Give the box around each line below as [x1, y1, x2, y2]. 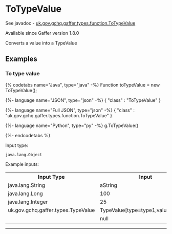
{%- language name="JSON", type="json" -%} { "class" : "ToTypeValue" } [5, 97, 161, 103]
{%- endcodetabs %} [5, 132, 51, 138]
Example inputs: [5, 161, 39, 167]
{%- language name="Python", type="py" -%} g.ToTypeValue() [5, 122, 139, 129]
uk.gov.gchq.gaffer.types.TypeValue [8, 206, 95, 214]
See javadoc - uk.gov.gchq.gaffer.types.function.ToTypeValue [5, 20, 136, 26]
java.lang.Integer [8, 198, 48, 205]
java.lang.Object [5, 152, 42, 157]
